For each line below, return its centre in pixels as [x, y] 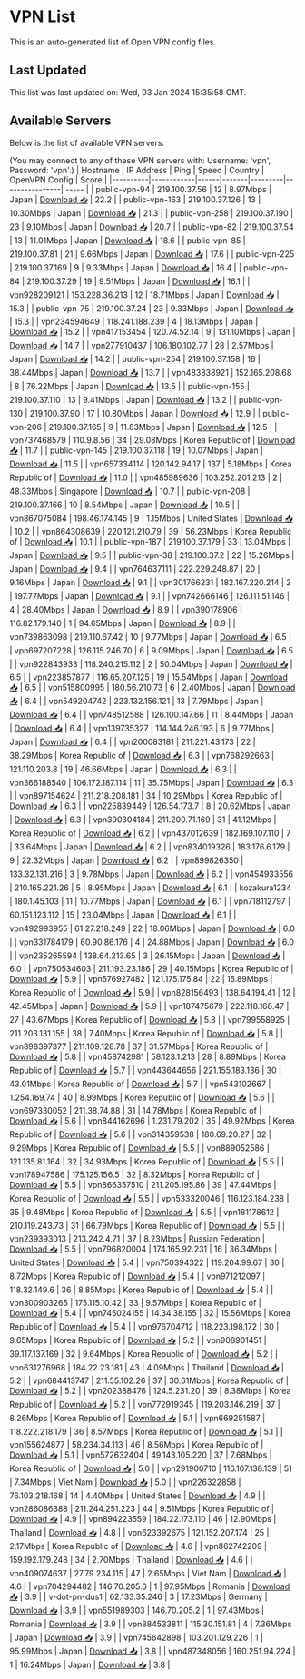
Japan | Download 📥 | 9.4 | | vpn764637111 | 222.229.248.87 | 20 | [135, 568]
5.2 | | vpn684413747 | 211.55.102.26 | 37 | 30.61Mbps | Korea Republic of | [149, 1380]
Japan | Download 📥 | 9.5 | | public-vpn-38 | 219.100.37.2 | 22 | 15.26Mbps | [152, 555]
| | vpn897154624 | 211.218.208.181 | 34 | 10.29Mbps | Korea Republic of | [146, 795]
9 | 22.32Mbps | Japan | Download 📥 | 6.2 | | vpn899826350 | [127, 860]
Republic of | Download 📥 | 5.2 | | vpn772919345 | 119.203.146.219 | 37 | [145, 1404]
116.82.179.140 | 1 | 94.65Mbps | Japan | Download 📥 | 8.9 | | [123, 623]
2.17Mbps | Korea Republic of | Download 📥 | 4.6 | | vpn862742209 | [138, 1546]
